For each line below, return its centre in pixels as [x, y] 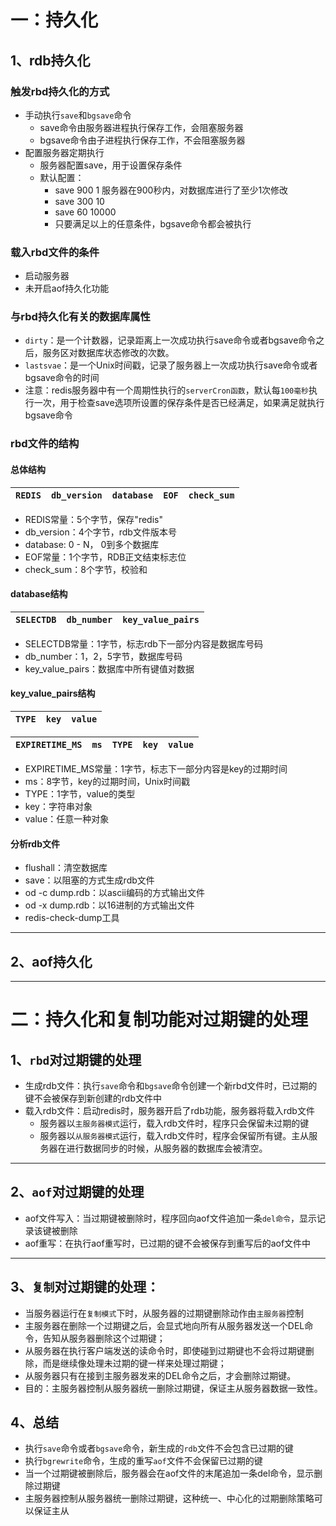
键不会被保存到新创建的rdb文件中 [93, 1098]
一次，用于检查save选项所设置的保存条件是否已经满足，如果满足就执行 [179, 403]
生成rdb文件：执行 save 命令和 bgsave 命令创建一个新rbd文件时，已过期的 [171, 1086]
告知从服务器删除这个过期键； [104, 1338]
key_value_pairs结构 [53, 693]
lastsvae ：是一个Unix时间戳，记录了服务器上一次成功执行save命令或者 [171, 365]
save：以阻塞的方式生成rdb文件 [89, 880]
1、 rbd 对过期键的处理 [76, 1059]
